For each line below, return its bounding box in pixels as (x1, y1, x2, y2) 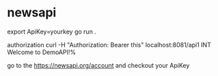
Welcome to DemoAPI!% (7, 48, 77, 56)
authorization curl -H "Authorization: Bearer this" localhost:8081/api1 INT (7, 40, 212, 49)
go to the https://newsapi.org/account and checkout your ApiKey (7, 61, 190, 69)
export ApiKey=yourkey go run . (7, 27, 97, 36)
